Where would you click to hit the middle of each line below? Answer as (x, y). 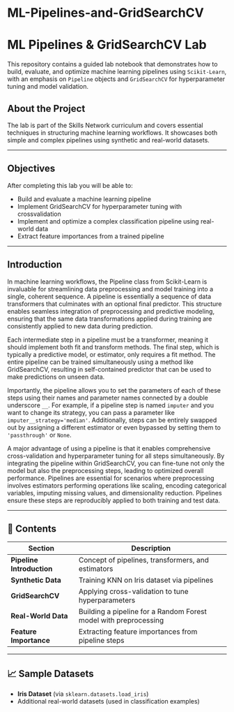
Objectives (31, 169)
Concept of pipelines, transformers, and (143, 560)
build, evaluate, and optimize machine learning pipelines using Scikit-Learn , (117, 72)
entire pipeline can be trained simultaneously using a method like (100, 362)
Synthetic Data (36, 580)
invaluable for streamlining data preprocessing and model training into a (110, 289)
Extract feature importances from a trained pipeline (91, 236)
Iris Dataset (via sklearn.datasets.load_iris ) (83, 694)
